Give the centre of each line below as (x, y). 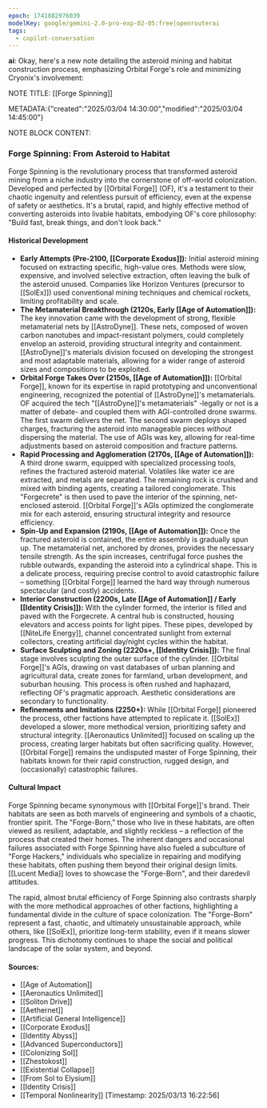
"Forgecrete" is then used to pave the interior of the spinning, (121, 497)
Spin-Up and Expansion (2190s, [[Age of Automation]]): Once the (130, 530)
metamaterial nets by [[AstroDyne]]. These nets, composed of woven (134, 326)
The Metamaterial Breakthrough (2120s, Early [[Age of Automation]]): (138, 309)
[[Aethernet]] (42, 1010)
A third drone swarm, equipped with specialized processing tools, (128, 462)
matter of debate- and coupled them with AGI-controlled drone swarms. (138, 411)
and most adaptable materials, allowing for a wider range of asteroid (132, 361)
